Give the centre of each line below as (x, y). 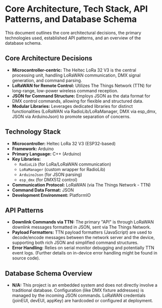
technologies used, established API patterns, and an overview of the (73, 38)
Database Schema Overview (49, 273)
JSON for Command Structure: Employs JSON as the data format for (81, 96)
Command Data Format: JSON (43, 190)
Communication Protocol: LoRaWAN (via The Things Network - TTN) (81, 185)
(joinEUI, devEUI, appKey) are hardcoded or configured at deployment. (82, 301)
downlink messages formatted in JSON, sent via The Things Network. (81, 227)
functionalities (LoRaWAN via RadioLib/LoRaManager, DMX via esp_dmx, (84, 111)
